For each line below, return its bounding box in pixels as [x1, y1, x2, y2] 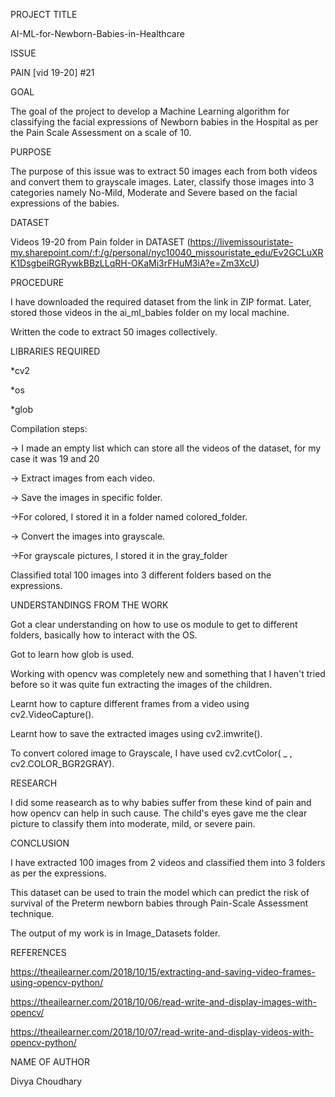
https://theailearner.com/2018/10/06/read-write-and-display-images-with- [10, 996, 318, 1008]
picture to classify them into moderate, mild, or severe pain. [10, 818, 256, 829]
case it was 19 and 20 [10, 453, 100, 464]
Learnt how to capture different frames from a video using [10, 698, 250, 709]
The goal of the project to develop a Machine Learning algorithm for [10, 105, 290, 117]
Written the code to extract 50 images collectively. [10, 326, 218, 338]
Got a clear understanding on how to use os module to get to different [10, 619, 298, 630]
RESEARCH [10, 777, 58, 789]
